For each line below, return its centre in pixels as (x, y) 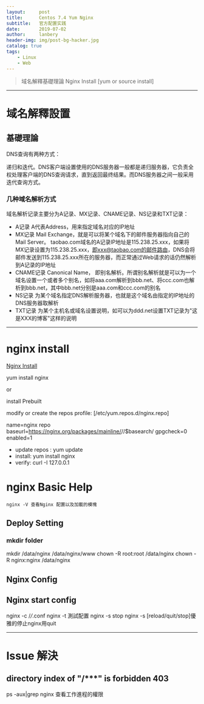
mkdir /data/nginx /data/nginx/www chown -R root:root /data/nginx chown (100, 554)
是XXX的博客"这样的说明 (46, 318)
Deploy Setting (35, 523)
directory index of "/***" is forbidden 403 (87, 679)
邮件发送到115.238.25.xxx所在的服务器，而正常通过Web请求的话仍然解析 (105, 257)
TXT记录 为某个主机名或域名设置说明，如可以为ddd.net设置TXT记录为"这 (106, 310)
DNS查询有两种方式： (33, 154)
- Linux (27, 57)
